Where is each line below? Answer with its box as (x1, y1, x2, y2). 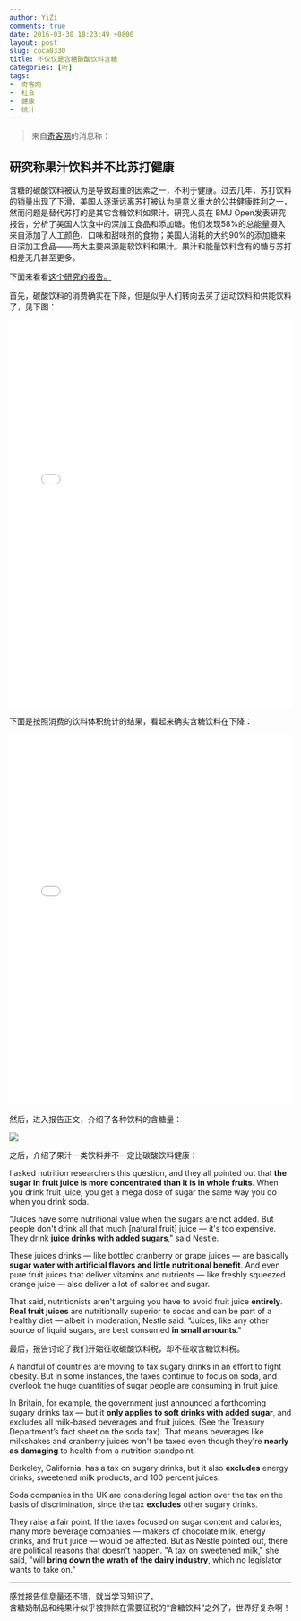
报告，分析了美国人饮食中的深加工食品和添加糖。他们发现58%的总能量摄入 (9, 219, 286, 230)
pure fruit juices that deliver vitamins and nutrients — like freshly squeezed (9, 1269, 286, 1280)
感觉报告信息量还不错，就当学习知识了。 (9, 1591, 159, 1602)
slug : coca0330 (9, 47, 66, 56)
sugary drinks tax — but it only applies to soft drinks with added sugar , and (9, 1407, 292, 1418)
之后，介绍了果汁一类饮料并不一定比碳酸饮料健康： (9, 1150, 198, 1161)
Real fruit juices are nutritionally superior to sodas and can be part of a (9, 1306, 272, 1317)
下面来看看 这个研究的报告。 (9, 271, 112, 283)
